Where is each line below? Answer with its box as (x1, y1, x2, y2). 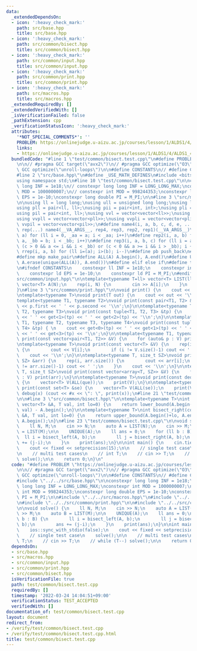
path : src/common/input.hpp (16, 58, 85, 63)
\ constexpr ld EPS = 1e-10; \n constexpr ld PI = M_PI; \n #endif (16, 271, 193, 276)
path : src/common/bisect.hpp (16, 42, 88, 48)
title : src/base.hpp (16, 31, 67, 36)
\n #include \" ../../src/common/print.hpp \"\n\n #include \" (16, 500, 164, 505)
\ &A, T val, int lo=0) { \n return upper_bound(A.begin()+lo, (16, 412, 180, 419)
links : (16, 145, 33, 151)
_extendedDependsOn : (11, 14, 62, 20)
